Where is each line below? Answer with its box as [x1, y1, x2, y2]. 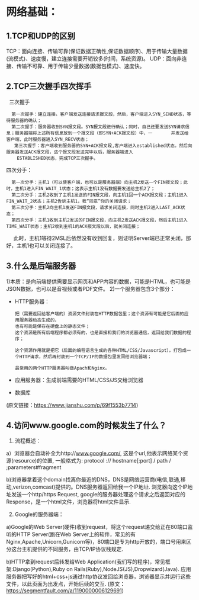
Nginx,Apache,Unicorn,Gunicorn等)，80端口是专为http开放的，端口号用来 [6, 538, 187, 546]
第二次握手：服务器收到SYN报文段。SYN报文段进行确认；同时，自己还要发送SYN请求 [11, 124, 185, 130]
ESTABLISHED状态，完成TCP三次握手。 [17, 155, 98, 161]
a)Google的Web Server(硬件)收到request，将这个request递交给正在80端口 [6, 524, 188, 531]
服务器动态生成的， [19, 317, 59, 323]
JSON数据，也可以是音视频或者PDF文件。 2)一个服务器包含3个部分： [6, 285, 175, 292]
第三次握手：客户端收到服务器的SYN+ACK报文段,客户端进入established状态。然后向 [14, 143, 192, 149]
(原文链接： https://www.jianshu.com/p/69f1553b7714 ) [6, 401, 139, 409]
